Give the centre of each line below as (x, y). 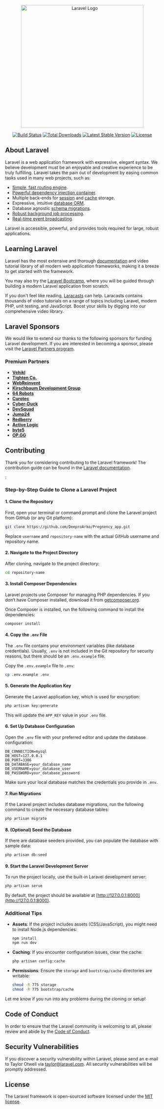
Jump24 (21, 414)
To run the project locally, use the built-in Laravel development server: (76, 877)
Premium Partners (27, 361)
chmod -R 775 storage (34, 985)
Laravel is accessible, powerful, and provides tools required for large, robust (82, 228)
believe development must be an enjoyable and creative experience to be (79, 167)
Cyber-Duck (25, 404)
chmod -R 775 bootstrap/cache (43, 989)
